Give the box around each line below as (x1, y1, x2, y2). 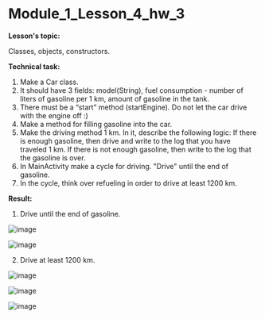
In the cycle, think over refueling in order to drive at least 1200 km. (19, 178, 237, 187)
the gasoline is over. (19, 152, 86, 163)
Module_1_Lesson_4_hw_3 (8, 5, 185, 23)
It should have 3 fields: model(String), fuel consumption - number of (19, 85, 244, 95)
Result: (8, 194, 33, 203)
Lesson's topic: (8, 31, 60, 40)
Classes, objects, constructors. (8, 46, 110, 56)
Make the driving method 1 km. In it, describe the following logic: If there (19, 128, 257, 137)
